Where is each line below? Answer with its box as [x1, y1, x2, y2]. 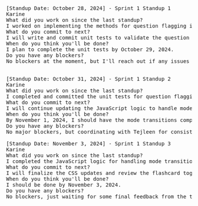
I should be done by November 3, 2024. [6, 182, 121, 188]
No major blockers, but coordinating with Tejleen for [6, 129, 168, 135]
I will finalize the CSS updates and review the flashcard [6, 170, 181, 176]
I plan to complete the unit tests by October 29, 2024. [6, 46, 174, 52]
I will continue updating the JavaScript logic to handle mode [6, 105, 193, 111]
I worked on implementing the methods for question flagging [6, 23, 187, 29]
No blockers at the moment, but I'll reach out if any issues [6, 58, 190, 64]
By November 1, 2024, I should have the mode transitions [6, 117, 177, 123]
